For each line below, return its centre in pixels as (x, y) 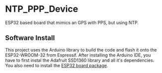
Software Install (30, 38)
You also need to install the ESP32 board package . (57, 65)
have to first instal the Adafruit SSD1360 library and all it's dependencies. (80, 60)
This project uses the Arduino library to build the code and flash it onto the (81, 49)
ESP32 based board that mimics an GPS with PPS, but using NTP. (72, 23)
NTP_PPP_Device (42, 9)
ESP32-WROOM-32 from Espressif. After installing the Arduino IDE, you (78, 55)
